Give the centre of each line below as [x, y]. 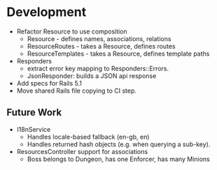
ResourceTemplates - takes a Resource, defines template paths [118, 54]
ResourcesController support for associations [82, 151]
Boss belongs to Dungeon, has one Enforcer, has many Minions [119, 159]
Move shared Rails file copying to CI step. [77, 91]
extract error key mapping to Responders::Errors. [98, 68]
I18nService [34, 129]
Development [47, 12]
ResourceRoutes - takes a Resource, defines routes [101, 46]
